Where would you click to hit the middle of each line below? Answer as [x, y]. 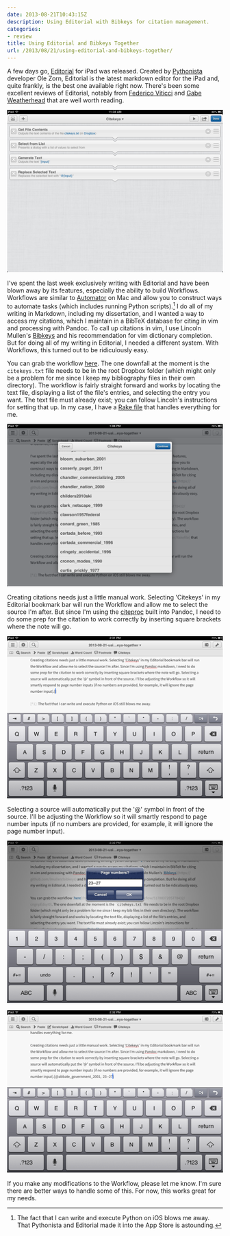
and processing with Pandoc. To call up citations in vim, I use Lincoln [104, 328]
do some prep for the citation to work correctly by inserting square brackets [114, 619]
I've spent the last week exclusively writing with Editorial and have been [108, 283]
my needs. [22, 1198]
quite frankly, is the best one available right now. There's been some [103, 85]
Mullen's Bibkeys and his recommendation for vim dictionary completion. [110, 335]
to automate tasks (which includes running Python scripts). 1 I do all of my [110, 306]
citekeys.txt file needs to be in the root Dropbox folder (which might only [112, 370]
